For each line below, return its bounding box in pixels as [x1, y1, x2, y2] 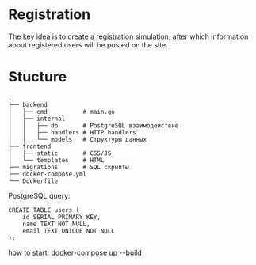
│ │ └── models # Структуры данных [8, 135, 147, 143]
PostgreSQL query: [8, 191, 71, 200]
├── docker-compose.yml [8, 170, 87, 178]
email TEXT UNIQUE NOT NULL [22, 227, 115, 235]
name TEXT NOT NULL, [22, 220, 90, 228]
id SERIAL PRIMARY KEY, [22, 213, 101, 221]
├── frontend [8, 142, 52, 150]
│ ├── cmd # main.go [8, 108, 115, 115]
